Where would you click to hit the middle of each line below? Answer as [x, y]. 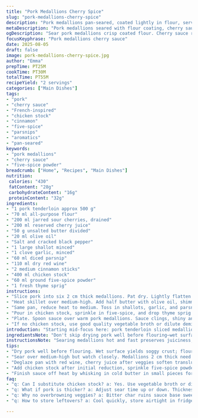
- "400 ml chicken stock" [38, 275]
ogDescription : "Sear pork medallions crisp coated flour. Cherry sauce [97, 34]
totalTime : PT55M [27, 77]
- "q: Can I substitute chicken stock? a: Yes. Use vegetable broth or [96, 384]
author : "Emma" [25, 61]
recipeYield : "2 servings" [39, 83]
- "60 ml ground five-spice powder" [51, 280]
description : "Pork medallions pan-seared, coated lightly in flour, [93, 22]
